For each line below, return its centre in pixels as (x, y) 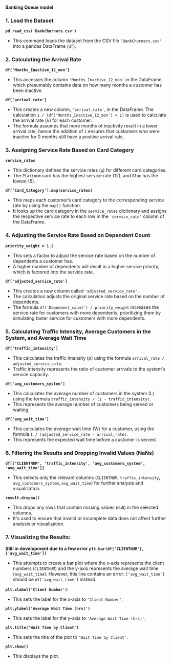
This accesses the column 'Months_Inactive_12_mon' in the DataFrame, (88, 80)
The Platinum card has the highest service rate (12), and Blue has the (85, 176)
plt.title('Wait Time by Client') (42, 628)
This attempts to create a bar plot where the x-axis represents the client (88, 563)
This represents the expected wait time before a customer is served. (85, 440)
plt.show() (17, 647)
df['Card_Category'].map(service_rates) (49, 191)
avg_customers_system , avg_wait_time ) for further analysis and (78, 483)
